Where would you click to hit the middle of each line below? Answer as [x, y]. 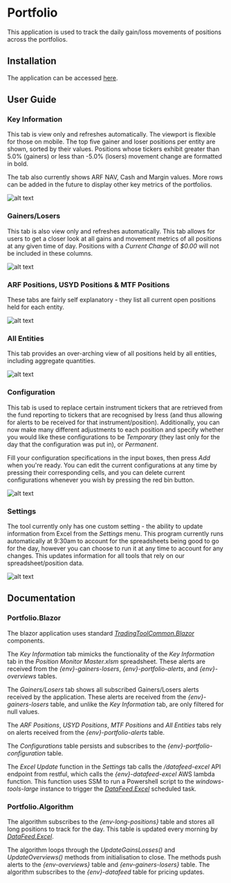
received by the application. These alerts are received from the [97, 697]
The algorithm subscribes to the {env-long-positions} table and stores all [111, 821]
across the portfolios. [37, 39]
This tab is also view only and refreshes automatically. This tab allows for [111, 231]
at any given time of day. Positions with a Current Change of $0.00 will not [113, 246]
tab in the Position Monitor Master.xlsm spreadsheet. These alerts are [107, 661]
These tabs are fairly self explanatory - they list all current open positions [112, 300]
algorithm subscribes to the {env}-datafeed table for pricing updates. [106, 872]
